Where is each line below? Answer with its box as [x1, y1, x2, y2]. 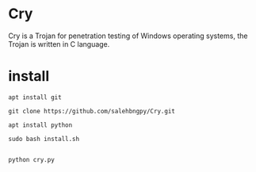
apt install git [8, 93, 62, 101]
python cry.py [8, 155, 55, 163]
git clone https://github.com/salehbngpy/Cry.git [8, 107, 176, 115]
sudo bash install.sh [8, 135, 80, 143]
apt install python [8, 120, 73, 129]
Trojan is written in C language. [8, 39, 110, 48]
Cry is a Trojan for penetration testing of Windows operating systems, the [8, 31, 248, 40]
